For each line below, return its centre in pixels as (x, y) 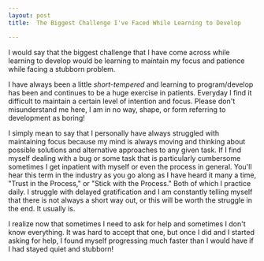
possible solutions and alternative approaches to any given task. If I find (125, 150)
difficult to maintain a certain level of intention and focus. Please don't (122, 101)
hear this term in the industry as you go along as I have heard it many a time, (132, 175)
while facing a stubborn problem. (62, 69)
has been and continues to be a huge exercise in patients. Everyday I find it (130, 92)
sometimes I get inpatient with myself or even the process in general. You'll (130, 166)
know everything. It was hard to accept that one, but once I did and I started (131, 232)
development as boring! (46, 117)
